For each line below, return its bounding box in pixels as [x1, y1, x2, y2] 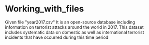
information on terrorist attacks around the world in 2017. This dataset [5, 24, 144, 30]
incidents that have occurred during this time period [5, 34, 109, 40]
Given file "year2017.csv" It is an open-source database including [5, 19, 135, 25]
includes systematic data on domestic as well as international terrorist [5, 29, 144, 35]
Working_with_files [5, 3, 84, 14]
